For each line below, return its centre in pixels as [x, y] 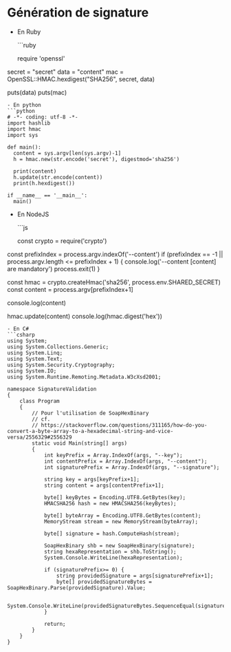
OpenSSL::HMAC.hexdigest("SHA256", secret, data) [81, 79]
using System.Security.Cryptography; [61, 365]
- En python [24, 105]
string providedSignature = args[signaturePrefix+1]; [135, 576]
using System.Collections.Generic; [58, 347]
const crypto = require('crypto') [62, 241]
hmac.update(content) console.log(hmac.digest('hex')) [85, 316]
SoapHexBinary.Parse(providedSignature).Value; [77, 588]
